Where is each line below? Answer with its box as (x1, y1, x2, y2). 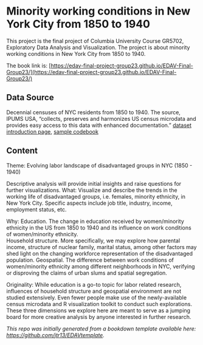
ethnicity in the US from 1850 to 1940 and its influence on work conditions (6, 224, 191, 231)
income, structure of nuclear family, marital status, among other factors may (6, 243, 197, 250)
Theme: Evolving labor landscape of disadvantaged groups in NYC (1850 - (6, 162, 193, 169)
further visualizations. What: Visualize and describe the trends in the (6, 186, 177, 194)
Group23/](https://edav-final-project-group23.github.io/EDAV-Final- (6, 68, 177, 75)
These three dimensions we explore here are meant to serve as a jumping (6, 307, 190, 314)
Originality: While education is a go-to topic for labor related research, (6, 281, 182, 288)
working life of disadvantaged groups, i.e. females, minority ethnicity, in (6, 193, 186, 200)
